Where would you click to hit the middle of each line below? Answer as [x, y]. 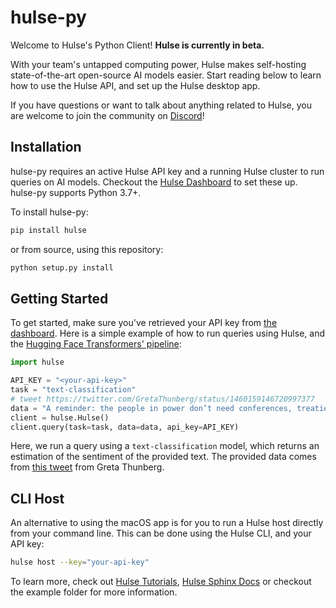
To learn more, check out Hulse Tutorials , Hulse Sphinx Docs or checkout [161, 582]
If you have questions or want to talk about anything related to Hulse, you [161, 105]
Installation [46, 147]
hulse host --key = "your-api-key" [80, 562]
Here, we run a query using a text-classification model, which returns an [165, 446]
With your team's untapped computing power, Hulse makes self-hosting [158, 64]
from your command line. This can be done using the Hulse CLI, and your [161, 533]
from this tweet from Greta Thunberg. [87, 467]
